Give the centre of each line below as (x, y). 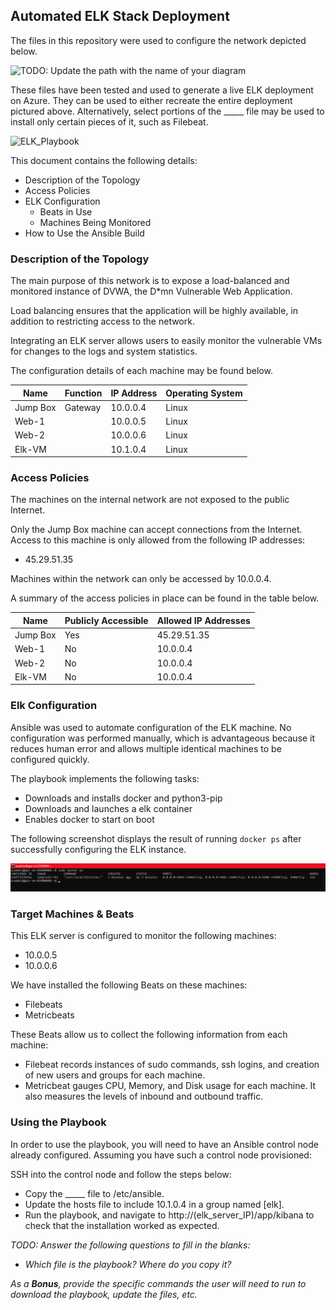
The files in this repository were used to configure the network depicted (158, 40)
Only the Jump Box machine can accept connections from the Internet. (156, 530)
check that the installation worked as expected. (122, 1225)
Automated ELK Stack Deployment (120, 16)
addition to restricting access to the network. (102, 321)
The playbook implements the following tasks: (105, 778)
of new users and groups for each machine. (115, 1075)
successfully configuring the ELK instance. (98, 849)
